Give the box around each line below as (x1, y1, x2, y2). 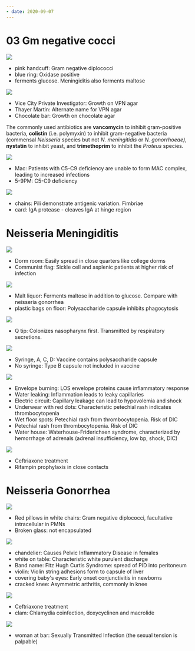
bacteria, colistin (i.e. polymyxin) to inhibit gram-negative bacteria (6, 130, 167, 137)
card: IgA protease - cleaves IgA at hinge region (14, 206, 131, 213)
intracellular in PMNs (14, 521, 65, 528)
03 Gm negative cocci (6, 34, 116, 47)
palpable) (14, 638, 38, 645)
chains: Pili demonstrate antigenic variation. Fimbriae (14, 200, 144, 207)
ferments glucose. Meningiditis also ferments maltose (14, 77, 146, 84)
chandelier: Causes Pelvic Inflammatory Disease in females (14, 549, 159, 557)
